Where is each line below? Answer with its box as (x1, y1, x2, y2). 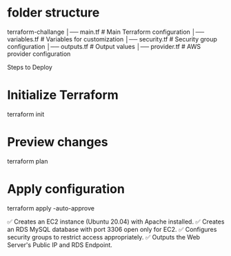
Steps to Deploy (7, 63, 53, 71)
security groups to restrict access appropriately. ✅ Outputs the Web (7, 233, 201, 241)
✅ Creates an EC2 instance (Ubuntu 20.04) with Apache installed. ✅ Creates (7, 217, 225, 226)
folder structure (7, 5, 100, 21)
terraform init (7, 110, 45, 118)
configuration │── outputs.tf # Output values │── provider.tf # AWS (7, 42, 201, 50)
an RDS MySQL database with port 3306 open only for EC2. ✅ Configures (7, 225, 217, 233)
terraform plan (7, 157, 48, 165)
